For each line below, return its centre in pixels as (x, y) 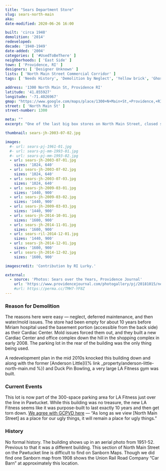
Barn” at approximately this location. (42, 463)
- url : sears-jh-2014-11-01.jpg (43, 225)
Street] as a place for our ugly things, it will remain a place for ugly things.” (81, 419)
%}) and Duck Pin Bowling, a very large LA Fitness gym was (98, 368)
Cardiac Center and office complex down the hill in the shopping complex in (82, 338)
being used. (17, 348)
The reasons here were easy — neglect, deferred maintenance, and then (79, 317)
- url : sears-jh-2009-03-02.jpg (43, 197)
